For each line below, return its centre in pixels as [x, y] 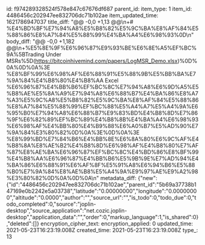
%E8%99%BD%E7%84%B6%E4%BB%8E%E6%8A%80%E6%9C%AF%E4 [102, 139]
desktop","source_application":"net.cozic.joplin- [67, 210]
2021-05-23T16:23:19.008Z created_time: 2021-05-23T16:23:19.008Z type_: [102, 230]
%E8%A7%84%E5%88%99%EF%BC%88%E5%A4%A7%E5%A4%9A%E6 [102, 106]
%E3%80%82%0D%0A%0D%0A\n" [53, 178]
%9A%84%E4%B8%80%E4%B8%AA [55, 80]
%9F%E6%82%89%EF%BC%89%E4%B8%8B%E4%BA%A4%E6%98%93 [102, 119]
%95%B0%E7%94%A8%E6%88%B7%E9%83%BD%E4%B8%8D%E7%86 [102, 113]
